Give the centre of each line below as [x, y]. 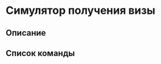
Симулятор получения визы [80, 11]
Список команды [40, 53]
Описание [26, 33]
